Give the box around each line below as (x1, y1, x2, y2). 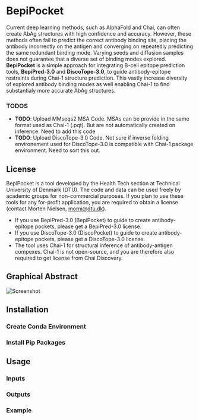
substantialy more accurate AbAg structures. (6, 87, 116, 94)
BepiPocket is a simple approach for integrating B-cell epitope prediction (6, 61, 185, 69)
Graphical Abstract (6, 271, 78, 282)
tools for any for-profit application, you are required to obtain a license (6, 199, 178, 206)
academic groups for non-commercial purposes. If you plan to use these (6, 192, 184, 200)
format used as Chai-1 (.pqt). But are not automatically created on (14, 122, 176, 129)
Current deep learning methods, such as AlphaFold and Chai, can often (6, 24, 180, 31)
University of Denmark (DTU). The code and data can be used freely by (6, 186, 181, 194)
